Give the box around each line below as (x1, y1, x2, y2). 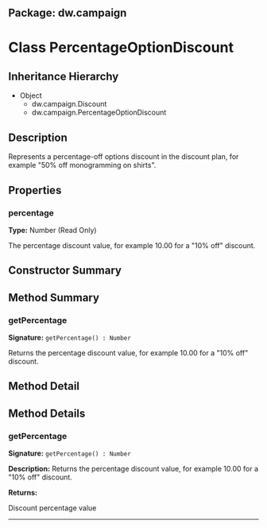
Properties (8, 183, 62, 197)
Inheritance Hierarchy (8, 69, 119, 83)
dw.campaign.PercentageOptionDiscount (31, 107, 167, 118)
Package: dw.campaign (8, 6, 127, 20)
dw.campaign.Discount (31, 99, 107, 109)
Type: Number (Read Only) (8, 225, 97, 235)
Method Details (8, 406, 86, 420)
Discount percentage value (8, 503, 97, 513)
